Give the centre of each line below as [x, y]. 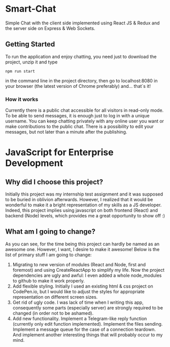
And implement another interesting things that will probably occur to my [88, 335]
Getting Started [30, 44]
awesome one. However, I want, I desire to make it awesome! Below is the [82, 249]
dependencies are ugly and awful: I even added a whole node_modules [87, 275]
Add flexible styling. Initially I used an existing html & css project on [83, 286]
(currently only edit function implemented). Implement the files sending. [88, 324]
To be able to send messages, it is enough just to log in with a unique [77, 116]
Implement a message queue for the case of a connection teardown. [84, 329]
